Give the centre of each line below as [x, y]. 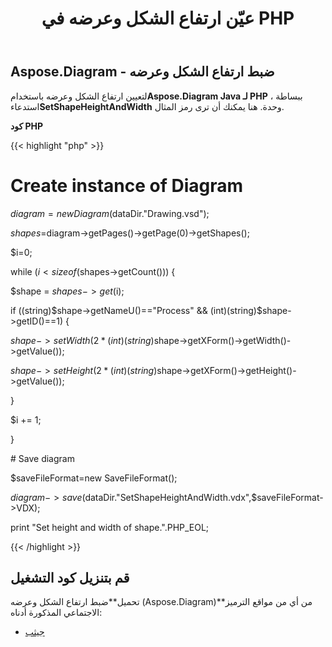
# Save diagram [42, 458]
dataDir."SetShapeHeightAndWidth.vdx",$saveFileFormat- [204, 497]
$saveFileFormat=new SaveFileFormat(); [94, 478]
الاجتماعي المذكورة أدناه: [56, 613]
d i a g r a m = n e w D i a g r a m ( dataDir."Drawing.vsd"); [110, 213]
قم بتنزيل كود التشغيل [70, 577]
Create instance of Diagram [127, 185]
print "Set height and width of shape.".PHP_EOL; [110, 527]
